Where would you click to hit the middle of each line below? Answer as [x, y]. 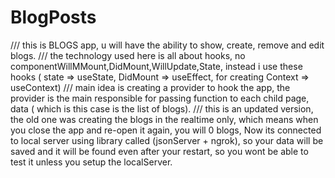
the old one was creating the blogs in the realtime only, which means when [164, 119]
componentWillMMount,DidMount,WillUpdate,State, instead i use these [156, 66]
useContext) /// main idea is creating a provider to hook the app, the [150, 87]
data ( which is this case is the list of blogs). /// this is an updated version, [162, 108]
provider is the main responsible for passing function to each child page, [160, 98]
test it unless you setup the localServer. [91, 162]
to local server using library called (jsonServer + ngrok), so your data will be [167, 140]
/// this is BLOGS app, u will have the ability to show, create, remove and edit [167, 45]
